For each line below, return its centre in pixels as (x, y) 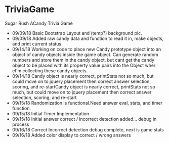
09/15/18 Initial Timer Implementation (51, 113)
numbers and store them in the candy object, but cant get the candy (83, 60)
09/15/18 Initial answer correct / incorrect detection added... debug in (84, 119)
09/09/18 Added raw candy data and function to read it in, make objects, (88, 38)
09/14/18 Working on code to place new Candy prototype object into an (87, 49)
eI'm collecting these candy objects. (50, 70)
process (20, 124)
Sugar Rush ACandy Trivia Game (39, 23)
